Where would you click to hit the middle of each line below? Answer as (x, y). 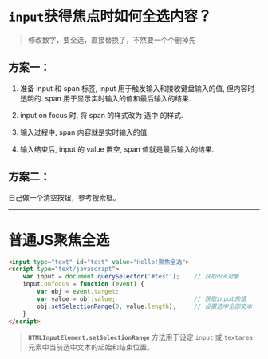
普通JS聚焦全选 (59, 240)
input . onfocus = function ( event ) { (84, 284)
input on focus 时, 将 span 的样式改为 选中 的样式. (101, 115)
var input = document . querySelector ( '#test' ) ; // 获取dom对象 (131, 277)
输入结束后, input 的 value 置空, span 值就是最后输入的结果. (117, 149)
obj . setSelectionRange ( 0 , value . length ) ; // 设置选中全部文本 (145, 306)
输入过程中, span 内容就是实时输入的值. (84, 132)
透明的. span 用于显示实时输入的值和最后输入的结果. (105, 98)
